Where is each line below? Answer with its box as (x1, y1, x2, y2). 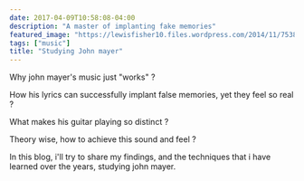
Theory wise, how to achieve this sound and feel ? (9, 134, 196, 145)
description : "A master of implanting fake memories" (9, 22, 217, 31)
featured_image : (9, 30, 71, 39)
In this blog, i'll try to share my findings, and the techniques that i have (9, 151, 271, 163)
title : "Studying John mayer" (9, 47, 124, 56)
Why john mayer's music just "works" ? (9, 71, 156, 82)
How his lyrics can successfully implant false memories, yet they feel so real (9, 90, 294, 100)
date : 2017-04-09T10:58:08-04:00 (9, 13, 136, 23)
